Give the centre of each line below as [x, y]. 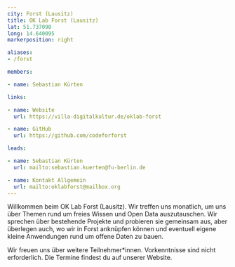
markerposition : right [40, 40]
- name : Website [31, 110]
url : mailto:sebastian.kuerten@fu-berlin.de [80, 167]
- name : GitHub [29, 129]
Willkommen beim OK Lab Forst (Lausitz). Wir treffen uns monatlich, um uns [117, 207]
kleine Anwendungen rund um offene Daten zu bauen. [85, 237]
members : [20, 72]
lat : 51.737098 [29, 27]
